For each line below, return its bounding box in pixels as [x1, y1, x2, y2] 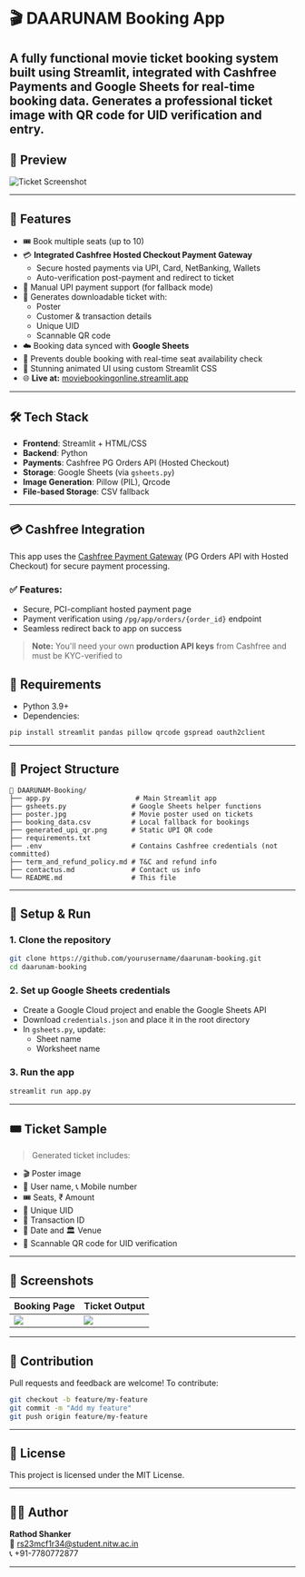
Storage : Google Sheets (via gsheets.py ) [22, 467, 175, 478]
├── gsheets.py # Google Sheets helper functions [9, 801, 261, 810]
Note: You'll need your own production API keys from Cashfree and [31, 640, 288, 651]
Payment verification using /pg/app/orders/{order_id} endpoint [22, 613, 262, 624]
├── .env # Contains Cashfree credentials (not [9, 841, 279, 850]
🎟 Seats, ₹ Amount [22, 1192, 95, 1203]
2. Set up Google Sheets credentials [9, 984, 171, 997]
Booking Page [14, 1300, 75, 1313]
